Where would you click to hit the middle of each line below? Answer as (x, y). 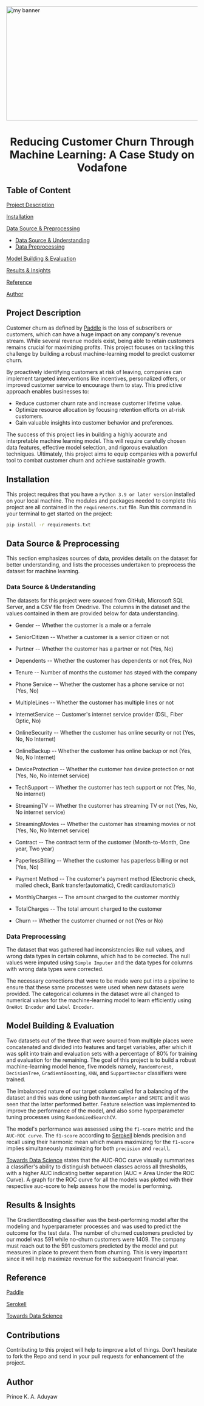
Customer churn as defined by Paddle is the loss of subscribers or (89, 328)
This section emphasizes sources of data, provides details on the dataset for (102, 558)
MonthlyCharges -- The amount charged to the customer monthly (97, 897)
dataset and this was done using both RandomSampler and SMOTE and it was (98, 1097)
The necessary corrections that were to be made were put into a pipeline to (100, 981)
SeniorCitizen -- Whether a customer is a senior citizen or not (92, 637)
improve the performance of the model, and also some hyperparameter (95, 1111)
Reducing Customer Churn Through (102, 142)
